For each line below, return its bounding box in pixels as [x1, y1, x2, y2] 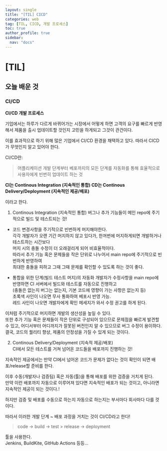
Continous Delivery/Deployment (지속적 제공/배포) [12, 339, 114, 345]
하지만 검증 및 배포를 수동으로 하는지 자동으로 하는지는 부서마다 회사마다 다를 [5, 396, 155, 402]
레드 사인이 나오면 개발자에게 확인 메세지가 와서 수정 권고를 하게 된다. [12, 299, 147, 305]
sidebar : [5, 36, 23, 41]
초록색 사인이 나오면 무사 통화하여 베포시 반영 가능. [12, 293, 111, 299]
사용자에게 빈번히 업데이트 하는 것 [17, 171, 83, 177]
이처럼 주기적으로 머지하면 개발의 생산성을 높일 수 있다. [5, 310, 112, 316]
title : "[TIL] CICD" [5, 12, 48, 17]
